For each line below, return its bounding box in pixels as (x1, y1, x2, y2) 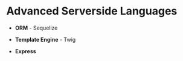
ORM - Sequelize (14, 24, 58, 31)
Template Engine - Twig (14, 36, 76, 43)
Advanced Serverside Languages (6, 4, 178, 18)
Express (14, 47, 36, 55)
